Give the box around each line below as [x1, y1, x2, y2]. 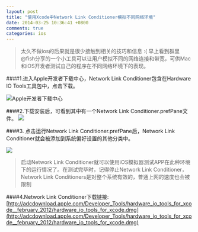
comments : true [6, 25, 44, 31]
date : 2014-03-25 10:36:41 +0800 [6, 20, 89, 25]
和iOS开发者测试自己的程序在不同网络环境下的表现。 [20, 63, 149, 70]
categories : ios [6, 31, 46, 37]
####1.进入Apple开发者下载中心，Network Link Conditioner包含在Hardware [6, 75, 191, 82]
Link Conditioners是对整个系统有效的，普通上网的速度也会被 [43, 173, 190, 181]
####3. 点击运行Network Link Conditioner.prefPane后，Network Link [6, 128, 175, 135]
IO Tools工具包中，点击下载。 [6, 82, 78, 89]
